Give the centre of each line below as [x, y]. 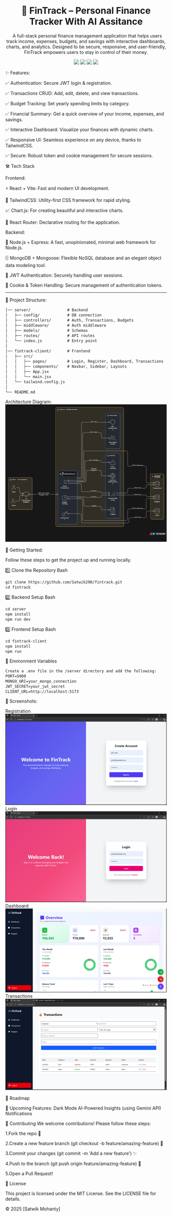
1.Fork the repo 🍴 [23, 1133]
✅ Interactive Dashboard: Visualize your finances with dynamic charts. [80, 129]
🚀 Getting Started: [24, 550]
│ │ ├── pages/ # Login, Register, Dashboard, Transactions [84, 361]
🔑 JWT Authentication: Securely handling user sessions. [64, 275]
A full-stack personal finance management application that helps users [87, 35]
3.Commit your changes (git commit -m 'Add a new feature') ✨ [71, 1153]
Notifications [19, 1113]
